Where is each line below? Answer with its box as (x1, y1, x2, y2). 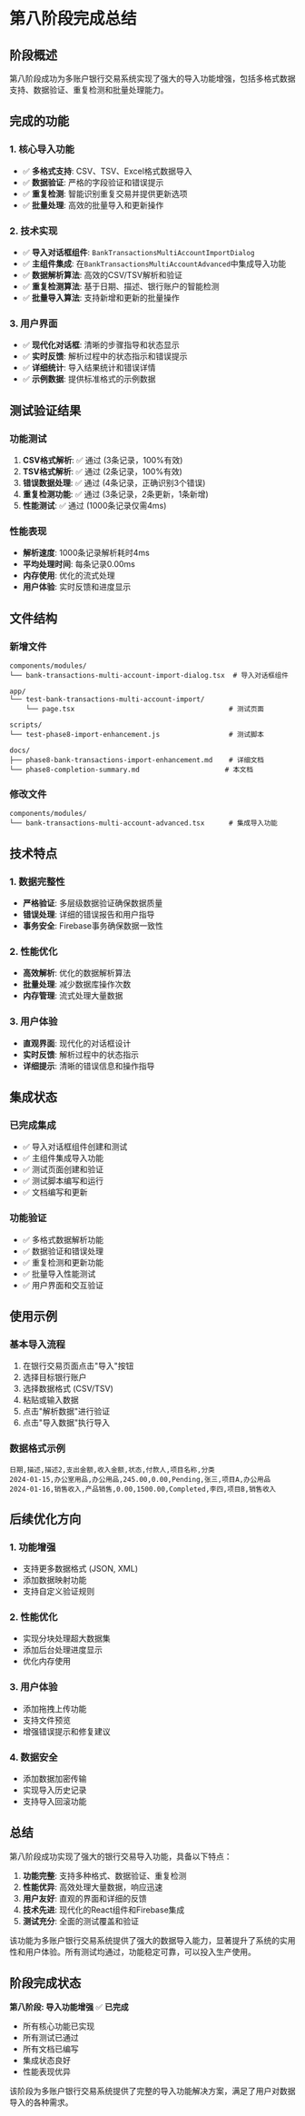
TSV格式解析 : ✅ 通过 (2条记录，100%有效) (22, 465, 183, 477)
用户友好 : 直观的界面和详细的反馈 (22, 1892, 147, 1903)
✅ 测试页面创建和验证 (22, 1164, 104, 1175)
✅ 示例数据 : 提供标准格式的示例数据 (22, 373, 156, 384)
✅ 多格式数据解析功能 (22, 1234, 104, 1245)
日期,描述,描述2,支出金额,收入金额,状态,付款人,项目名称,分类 (9, 1465, 215, 1475)
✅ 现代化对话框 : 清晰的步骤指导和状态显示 (22, 340, 180, 351)
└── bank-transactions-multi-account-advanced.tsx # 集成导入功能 (9, 819, 279, 828)
